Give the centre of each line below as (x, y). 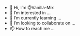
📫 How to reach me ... (32, 28)
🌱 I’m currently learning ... (35, 18)
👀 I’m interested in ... (30, 13)
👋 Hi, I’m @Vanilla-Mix (32, 8)
